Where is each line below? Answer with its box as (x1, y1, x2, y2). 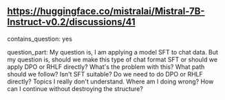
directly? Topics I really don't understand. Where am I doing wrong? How (7, 77, 214, 86)
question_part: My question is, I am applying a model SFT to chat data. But (7, 48, 219, 56)
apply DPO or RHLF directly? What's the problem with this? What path (7, 62, 205, 71)
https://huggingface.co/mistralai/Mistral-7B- (7, 6, 205, 17)
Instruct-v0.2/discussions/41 (7, 17, 136, 28)
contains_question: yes (7, 34, 72, 43)
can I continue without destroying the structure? (7, 84, 143, 92)
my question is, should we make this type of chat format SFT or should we (7, 55, 218, 63)
